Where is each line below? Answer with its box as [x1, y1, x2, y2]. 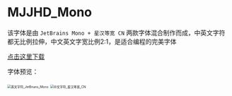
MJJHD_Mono [7, 4, 92, 20]
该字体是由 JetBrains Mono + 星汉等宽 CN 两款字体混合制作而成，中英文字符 [7, 28, 226, 37]
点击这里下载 [7, 52, 45, 61]
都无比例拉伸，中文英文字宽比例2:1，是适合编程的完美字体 [7, 37, 177, 46]
